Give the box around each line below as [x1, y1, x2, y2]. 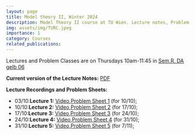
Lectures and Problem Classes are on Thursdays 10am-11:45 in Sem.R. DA [6, 57, 184, 64]
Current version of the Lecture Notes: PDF [6, 74, 110, 82]
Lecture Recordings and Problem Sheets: [6, 86, 108, 93]
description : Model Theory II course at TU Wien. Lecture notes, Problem [6, 19, 190, 25]
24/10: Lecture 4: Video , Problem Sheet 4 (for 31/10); [14, 116, 140, 123]
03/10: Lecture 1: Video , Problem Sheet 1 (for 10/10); [14, 97, 137, 104]
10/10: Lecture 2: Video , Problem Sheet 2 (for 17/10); [14, 103, 138, 110]
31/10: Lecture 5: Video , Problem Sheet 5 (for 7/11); [14, 122, 134, 129]
